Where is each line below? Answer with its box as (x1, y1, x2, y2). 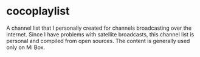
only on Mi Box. (6, 44, 46, 51)
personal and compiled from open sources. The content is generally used (6, 37, 190, 44)
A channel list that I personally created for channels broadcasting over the (6, 24, 192, 32)
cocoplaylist (6, 4, 70, 18)
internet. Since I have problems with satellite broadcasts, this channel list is (6, 30, 195, 38)
